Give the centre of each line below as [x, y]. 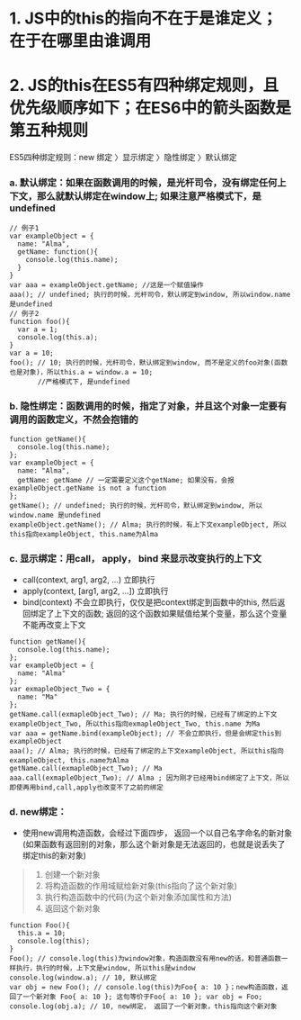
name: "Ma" [38, 697]
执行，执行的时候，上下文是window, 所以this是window [106, 969]
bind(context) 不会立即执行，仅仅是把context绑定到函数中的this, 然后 [150, 602]
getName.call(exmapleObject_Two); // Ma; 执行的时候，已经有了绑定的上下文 [143, 715]
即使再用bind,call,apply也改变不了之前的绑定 [86, 788]
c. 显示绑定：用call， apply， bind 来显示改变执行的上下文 [136, 558]
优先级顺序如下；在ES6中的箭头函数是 [150, 108]
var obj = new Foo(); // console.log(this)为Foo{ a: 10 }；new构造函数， [146, 988]
